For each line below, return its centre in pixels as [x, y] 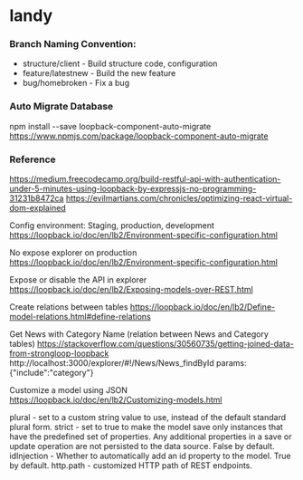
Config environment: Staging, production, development [112, 226]
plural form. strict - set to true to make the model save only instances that [146, 427]
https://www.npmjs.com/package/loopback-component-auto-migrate [139, 136]
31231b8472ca [37, 198]
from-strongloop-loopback [59, 353]
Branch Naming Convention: [73, 44]
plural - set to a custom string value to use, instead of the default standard [148, 418]
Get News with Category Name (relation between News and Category [139, 334]
